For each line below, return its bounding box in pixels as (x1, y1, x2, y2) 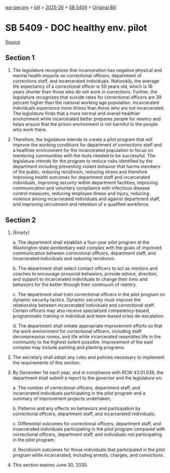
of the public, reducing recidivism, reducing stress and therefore (12, 169, 148, 175)
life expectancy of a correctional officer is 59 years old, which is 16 (12, 83, 153, 89)
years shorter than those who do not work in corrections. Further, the (12, 88, 157, 94)
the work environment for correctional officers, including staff (12, 328, 142, 334)
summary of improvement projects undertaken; (12, 395, 112, 401)
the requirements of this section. (12, 359, 81, 365)
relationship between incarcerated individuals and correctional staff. (12, 302, 155, 308)
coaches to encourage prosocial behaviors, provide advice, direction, (12, 270, 158, 276)
